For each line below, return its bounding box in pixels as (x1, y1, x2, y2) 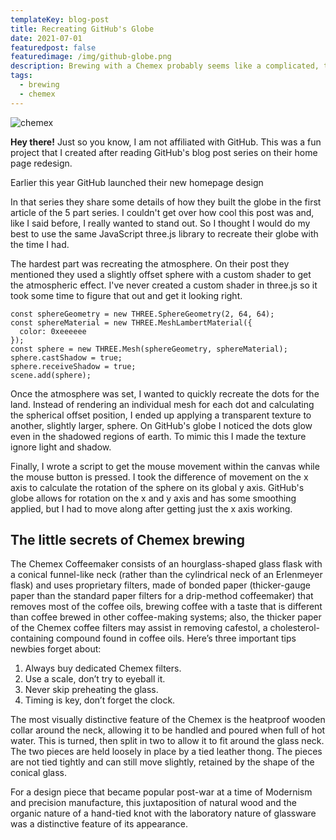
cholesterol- (269, 622, 320, 634)
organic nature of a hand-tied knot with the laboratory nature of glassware (10, 807, 317, 820)
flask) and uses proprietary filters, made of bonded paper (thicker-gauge (10, 579, 311, 591)
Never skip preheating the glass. (24, 684, 159, 696)
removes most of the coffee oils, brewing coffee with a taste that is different (10, 601, 323, 613)
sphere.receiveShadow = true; (10, 361, 137, 371)
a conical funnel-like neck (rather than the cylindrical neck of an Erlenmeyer (10, 569, 323, 581)
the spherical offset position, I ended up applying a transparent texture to (10, 409, 312, 421)
